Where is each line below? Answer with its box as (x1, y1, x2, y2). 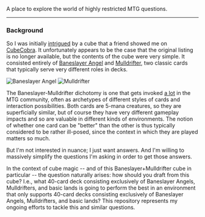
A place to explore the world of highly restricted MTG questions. (6, 5, 168, 12)
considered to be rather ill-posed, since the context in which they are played (6, 128, 198, 136)
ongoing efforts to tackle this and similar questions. (6, 204, 135, 211)
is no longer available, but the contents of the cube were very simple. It (6, 53, 185, 60)
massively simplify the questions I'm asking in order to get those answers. (6, 153, 192, 160)
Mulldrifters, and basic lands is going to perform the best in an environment (6, 184, 196, 191)
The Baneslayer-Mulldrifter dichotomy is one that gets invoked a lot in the (6, 90, 191, 97)
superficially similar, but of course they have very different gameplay (6, 109, 179, 116)
